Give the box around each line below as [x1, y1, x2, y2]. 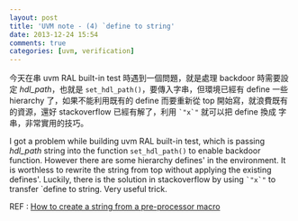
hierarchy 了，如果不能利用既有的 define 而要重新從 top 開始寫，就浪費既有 [9, 96, 288, 106]
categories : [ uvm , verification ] [9, 47, 135, 56]
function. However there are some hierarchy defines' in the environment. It [9, 155, 286, 166]
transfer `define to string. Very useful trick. [9, 184, 168, 195]
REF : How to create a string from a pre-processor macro [9, 201, 221, 212]
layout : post [9, 13, 59, 23]
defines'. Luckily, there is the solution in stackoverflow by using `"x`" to [9, 174, 276, 185]
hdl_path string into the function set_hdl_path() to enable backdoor [9, 145, 261, 156]
